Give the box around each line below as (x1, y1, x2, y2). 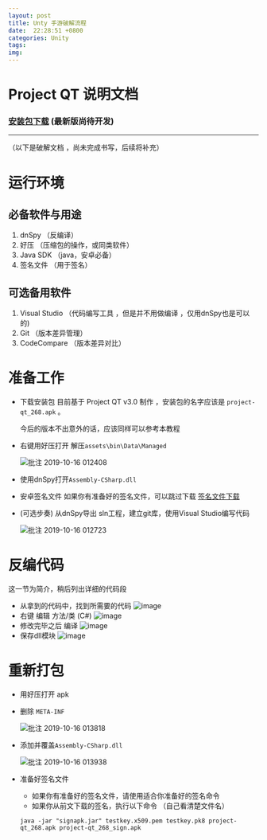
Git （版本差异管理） (19, 328, 87, 338)
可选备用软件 (8, 286, 72, 299)
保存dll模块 (19, 631, 56, 641)
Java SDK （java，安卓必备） (19, 250, 117, 260)
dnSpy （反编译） (19, 230, 78, 240)
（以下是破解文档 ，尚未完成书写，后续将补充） (8, 143, 164, 152)
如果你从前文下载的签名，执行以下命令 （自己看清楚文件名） (31, 801, 229, 811)
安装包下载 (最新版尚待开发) (8, 116, 114, 127)
